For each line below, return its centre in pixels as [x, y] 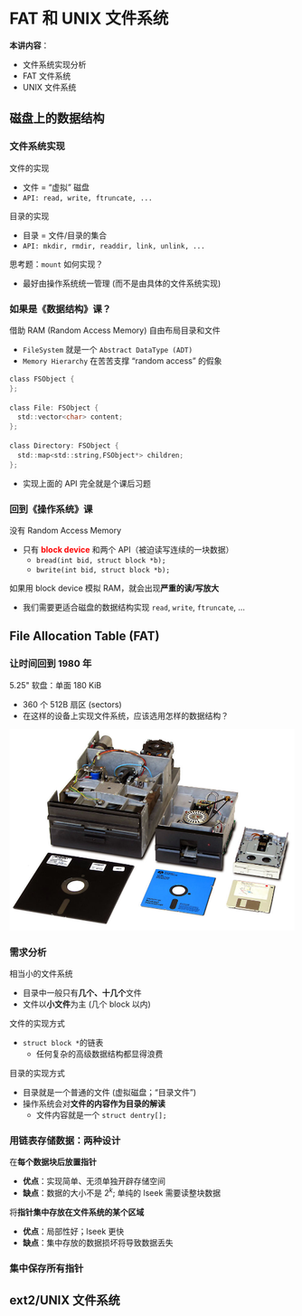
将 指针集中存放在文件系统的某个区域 [77, 1212]
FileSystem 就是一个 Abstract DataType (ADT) [107, 349]
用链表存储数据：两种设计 [65, 1141]
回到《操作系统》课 [51, 509]
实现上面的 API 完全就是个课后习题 [87, 483]
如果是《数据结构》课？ [60, 308]
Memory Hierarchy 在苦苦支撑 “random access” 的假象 [122, 360]
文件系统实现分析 [54, 64]
